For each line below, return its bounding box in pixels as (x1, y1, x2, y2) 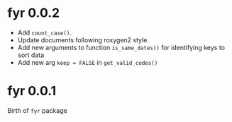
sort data (17, 51, 45, 59)
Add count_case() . (17, 28, 72, 37)
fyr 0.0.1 (7, 83, 57, 99)
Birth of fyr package (7, 106, 67, 114)
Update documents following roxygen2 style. (17, 35, 149, 44)
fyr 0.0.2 (7, 5, 60, 21)
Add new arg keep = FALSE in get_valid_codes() (17, 58, 158, 66)
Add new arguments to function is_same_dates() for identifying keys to (17, 43, 226, 51)
